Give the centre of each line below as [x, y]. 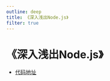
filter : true [23, 23]
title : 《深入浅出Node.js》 [38, 17]
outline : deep [24, 12]
